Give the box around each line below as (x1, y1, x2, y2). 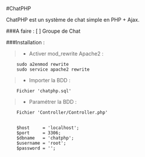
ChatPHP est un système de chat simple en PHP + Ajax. (6, 16, 140, 23)
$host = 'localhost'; (16, 125, 80, 131)
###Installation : (6, 39, 45, 46)
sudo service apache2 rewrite (16, 67, 90, 72)
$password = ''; (16, 145, 56, 151)
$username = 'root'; (16, 140, 66, 146)
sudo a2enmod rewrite (16, 61, 69, 67)
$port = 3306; (16, 130, 61, 136)
